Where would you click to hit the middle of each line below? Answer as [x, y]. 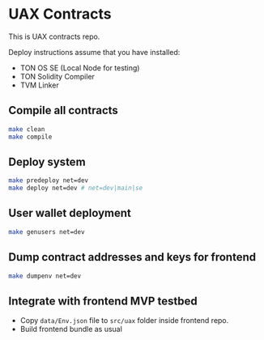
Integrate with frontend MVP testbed [103, 301]
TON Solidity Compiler [57, 76]
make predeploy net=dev [49, 181]
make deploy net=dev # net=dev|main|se [76, 188]
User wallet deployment [70, 213]
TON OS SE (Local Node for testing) [80, 68]
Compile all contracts [64, 110]
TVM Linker [39, 85]
